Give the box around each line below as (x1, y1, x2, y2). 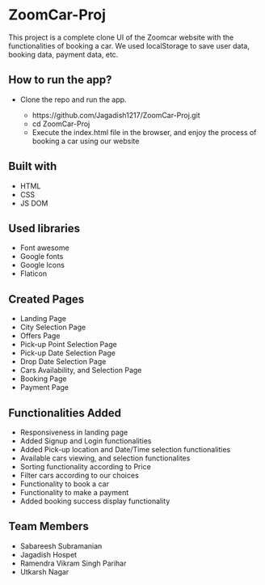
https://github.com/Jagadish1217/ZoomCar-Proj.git (32, 110, 200, 120)
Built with (8, 159, 57, 173)
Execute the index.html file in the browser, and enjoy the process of (32, 127, 257, 137)
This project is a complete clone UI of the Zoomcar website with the (8, 32, 234, 42)
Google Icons (19, 261, 65, 270)
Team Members (8, 519, 89, 533)
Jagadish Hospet (19, 549, 78, 559)
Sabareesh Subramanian (19, 540, 103, 551)
